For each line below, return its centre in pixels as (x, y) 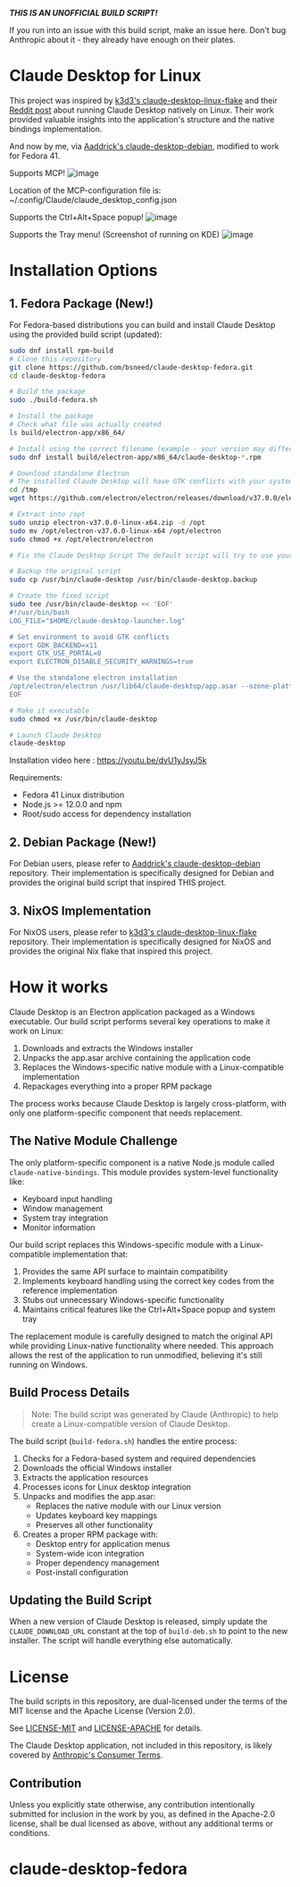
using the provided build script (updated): (86, 334)
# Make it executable (50, 710)
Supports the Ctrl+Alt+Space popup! (77, 217)
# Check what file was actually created (86, 425)
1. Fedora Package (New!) (82, 303)
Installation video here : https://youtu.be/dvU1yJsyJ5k (108, 760)
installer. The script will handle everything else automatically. (121, 1641)
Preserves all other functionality (94, 1524)
